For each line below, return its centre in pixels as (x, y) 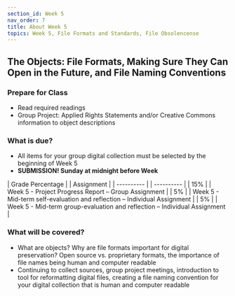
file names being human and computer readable (87, 262)
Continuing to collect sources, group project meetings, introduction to (118, 269)
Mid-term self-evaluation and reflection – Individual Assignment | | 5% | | (112, 199)
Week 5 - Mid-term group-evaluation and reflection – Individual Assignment (116, 206)
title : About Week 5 (38, 27)
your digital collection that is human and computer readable (103, 285)
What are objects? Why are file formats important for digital (103, 247)
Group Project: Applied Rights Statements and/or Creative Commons (116, 115)
